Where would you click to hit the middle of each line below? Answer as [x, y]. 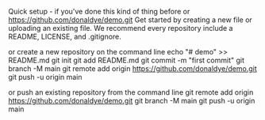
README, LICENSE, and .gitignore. [65, 36]
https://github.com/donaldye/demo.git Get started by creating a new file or [130, 20]
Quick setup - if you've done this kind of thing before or [99, 11]
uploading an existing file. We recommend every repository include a [121, 28]
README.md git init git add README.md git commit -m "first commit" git [126, 60]
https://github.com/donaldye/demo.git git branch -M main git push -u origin [132, 101]
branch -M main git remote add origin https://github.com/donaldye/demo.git [133, 69]
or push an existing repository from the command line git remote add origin [131, 92]
